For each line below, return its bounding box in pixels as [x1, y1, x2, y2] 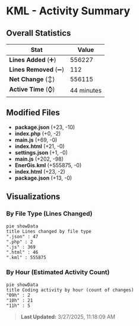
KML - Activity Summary [6, 4, 131, 18]
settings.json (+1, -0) [14, 149, 68, 156]
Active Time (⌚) [9, 85, 55, 93]
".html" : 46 [6, 249, 39, 255]
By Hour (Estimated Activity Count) [6, 268, 110, 276]
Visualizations [6, 192, 61, 202]
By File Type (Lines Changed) [6, 210, 93, 218]
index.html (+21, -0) [14, 142, 65, 150]
